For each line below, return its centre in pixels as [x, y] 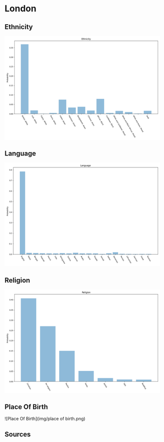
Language [20, 154]
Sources [18, 434]
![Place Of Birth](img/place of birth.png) [45, 419]
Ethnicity [19, 27]
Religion [17, 280]
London [20, 9]
